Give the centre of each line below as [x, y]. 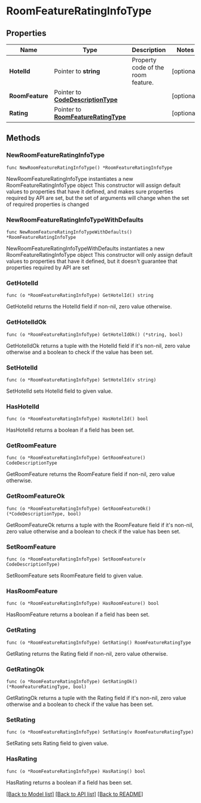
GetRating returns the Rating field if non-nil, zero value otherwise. [87, 653]
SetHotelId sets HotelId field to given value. [60, 391]
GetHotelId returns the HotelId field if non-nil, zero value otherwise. [89, 307]
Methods [23, 138]
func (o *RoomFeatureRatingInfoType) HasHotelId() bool [77, 419]
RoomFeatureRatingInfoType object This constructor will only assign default [99, 254]
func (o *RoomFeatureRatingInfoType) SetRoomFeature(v [76, 559]
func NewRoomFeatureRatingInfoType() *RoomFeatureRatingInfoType [89, 168]
